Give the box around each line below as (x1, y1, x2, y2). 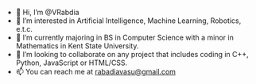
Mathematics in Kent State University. (15, 41, 139, 51)
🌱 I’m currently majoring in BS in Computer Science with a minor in (15, 32, 235, 42)
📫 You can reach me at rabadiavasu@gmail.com (15, 67, 176, 76)
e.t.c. (15, 25, 33, 33)
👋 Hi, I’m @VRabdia (15, 8, 80, 17)
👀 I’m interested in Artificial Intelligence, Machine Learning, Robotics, (15, 16, 242, 25)
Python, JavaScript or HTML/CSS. (15, 58, 128, 67)
